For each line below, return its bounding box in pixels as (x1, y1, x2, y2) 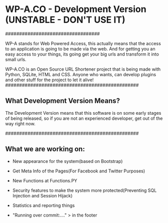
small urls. (5, 56, 27, 62)
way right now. (5, 120, 36, 126)
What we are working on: (5, 145, 85, 153)
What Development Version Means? (5, 97, 120, 105)
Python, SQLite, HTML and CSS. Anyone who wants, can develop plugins (5, 71, 156, 77)
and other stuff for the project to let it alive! (5, 77, 94, 83)
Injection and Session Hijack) (12, 192, 73, 198)
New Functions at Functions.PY (12, 177, 78, 183)
